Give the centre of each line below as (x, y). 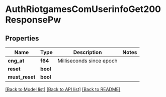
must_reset (22, 77)
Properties (22, 38)
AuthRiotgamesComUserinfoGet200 (83, 9)
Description (88, 52)
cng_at (16, 61)
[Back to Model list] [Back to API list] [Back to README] (63, 89)
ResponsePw (33, 20)
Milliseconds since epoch (88, 61)
